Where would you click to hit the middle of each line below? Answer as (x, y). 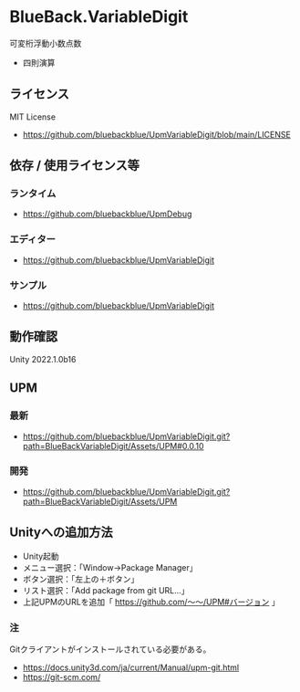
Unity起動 (41, 556)
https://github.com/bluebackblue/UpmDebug (107, 214)
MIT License (33, 117)
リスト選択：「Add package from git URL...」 (106, 590)
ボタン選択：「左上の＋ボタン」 (81, 579)
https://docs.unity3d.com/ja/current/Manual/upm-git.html (131, 667)
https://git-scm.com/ (62, 676)
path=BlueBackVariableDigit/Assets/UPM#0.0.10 (113, 446)
